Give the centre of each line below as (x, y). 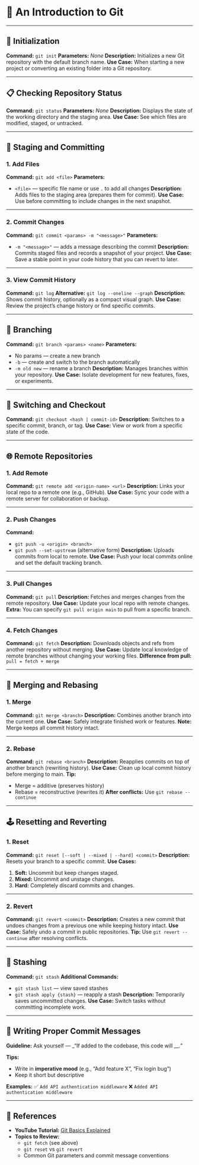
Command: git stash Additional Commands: (62, 976)
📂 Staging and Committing (55, 147)
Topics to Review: (37, 1137)
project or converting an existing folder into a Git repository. (79, 68)
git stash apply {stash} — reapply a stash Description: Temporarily (99, 994)
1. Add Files (23, 164)
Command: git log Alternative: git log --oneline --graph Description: (96, 293)
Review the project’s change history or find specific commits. (81, 306)
